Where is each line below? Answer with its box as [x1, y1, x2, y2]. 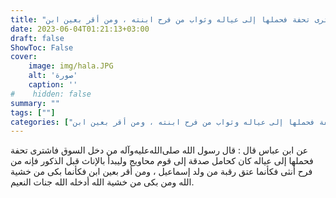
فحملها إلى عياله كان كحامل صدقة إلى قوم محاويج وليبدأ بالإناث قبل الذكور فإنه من [10, 155, 314, 167]
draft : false [10, 33, 65, 43]
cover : [10, 52, 38, 62]
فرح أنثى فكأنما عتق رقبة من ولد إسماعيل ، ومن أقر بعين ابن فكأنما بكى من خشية [10, 166, 313, 178]
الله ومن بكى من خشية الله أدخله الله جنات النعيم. [10, 176, 195, 188]
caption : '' [28, 80, 78, 90]
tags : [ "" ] [10, 107, 56, 118]
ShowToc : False [10, 42, 74, 53]
